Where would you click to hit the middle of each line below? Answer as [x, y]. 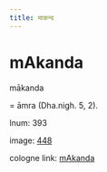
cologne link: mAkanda [52, 158]
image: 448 [31, 140]
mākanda [27, 88]
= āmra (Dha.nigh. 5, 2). [53, 105]
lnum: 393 [29, 122]
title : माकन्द [32, 18]
